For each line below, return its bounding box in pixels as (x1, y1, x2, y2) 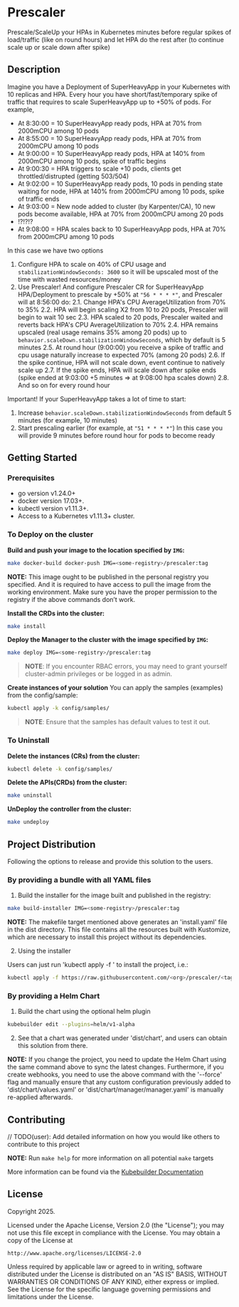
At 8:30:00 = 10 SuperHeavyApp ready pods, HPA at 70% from (17, 119, 202, 127)
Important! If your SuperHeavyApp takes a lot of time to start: (7, 394, 186, 403)
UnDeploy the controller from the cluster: (7, 805, 132, 813)
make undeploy (7, 819, 50, 826)
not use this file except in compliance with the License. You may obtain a (7, 1228, 221, 1237)
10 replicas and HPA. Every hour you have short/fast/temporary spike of (7, 90, 218, 98)
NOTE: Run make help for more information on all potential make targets (7, 1154, 214, 1162)
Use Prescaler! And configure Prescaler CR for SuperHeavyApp (17, 282, 204, 291)
